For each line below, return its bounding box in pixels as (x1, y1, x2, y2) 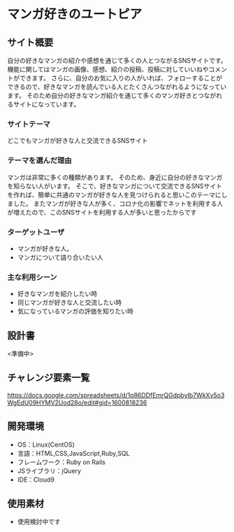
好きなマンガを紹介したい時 (17, 290, 98, 298)
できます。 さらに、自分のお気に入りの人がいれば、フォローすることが (19, 74, 223, 82)
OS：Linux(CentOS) (17, 440, 75, 449)
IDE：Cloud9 (17, 475, 54, 484)
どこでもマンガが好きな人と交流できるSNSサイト (7, 136, 148, 145)
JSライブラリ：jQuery (17, 466, 82, 475)
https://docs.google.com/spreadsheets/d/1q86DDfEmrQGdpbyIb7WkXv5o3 (7, 391, 225, 399)
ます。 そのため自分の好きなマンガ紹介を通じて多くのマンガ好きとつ (7, 92, 204, 99)
